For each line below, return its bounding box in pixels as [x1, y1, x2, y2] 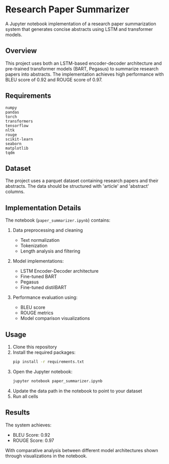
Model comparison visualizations [20, 315, 90, 322]
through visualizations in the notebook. [5, 453, 88, 459]
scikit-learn [5, 136, 33, 142]
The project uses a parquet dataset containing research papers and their [5, 177, 159, 184]
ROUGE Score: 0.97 [12, 437, 55, 443]
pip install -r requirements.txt [12, 359, 84, 364]
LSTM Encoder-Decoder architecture [20, 268, 99, 274]
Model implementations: [12, 258, 64, 264]
